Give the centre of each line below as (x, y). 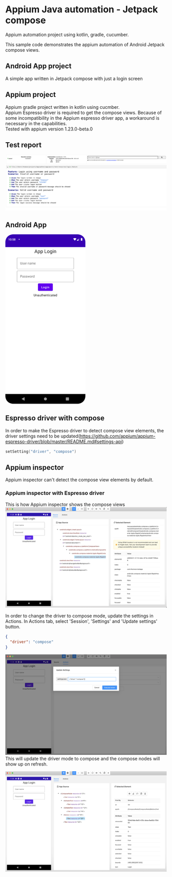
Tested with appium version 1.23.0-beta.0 (49, 129)
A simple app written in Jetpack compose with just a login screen (74, 79)
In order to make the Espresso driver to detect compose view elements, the (85, 430)
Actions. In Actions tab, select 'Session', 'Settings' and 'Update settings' (81, 621)
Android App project (38, 66)
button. (13, 626)
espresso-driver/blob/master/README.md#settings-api (64, 441)
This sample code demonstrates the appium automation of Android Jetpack (85, 44)
